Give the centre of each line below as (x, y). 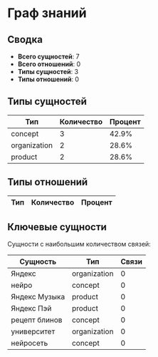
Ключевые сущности (57, 227)
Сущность (38, 262)
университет (33, 331)
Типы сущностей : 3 (48, 72)
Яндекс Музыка (38, 297)
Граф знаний (47, 13)
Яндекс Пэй (31, 309)
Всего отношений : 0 (49, 64)
